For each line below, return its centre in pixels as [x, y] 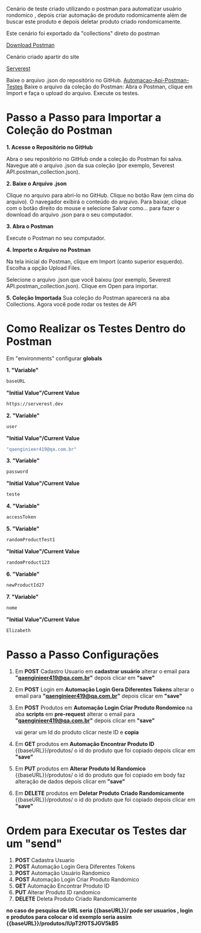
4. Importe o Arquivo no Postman [49, 249]
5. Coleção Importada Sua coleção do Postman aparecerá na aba [88, 298]
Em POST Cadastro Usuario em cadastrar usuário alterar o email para [102, 671]
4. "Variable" [23, 506]
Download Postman [30, 45]
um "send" [34, 843]
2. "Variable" [23, 415]
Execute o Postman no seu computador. [56, 238]
